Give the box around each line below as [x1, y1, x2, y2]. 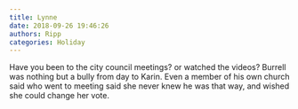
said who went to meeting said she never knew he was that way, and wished [9, 81, 290, 91]
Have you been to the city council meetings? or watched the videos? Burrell [9, 62, 286, 73]
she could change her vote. [9, 90, 109, 101]
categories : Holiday [9, 37, 86, 47]
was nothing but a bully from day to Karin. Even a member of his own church [9, 72, 290, 82]
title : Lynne [9, 12, 58, 22]
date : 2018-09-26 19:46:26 [9, 21, 109, 30]
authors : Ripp [9, 29, 62, 38]
